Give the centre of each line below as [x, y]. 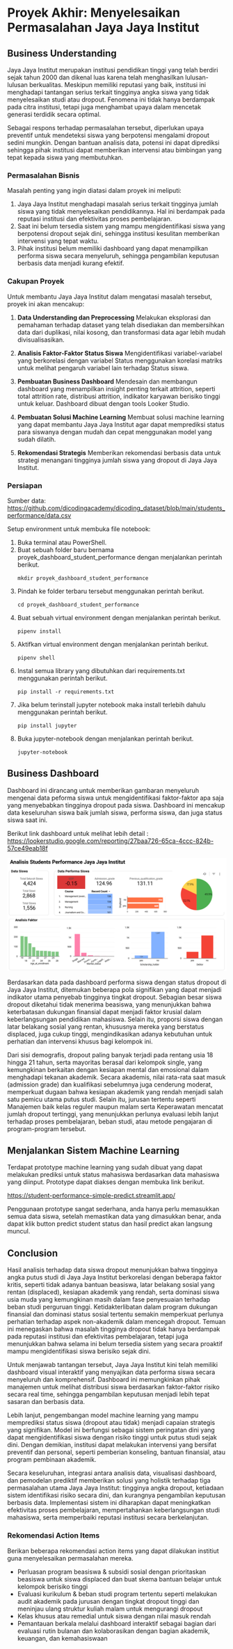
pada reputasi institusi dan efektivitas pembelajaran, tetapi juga [98, 1336]
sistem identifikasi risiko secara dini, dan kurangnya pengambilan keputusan [116, 1495]
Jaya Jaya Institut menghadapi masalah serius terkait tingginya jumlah [118, 204]
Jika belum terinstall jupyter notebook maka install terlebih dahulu [112, 704]
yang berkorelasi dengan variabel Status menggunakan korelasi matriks [120, 361]
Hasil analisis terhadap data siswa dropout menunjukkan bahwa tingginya [112, 1270]
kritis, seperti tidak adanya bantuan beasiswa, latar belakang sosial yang [111, 1285]
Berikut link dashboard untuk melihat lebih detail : [78, 833]
